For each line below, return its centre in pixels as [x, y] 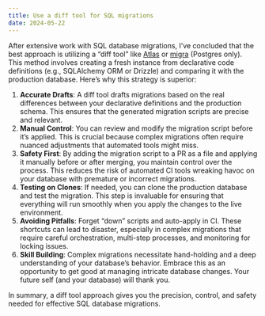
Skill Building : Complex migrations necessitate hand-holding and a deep [138, 254]
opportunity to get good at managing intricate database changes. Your [134, 271]
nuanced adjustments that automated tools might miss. [109, 145]
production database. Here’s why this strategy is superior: [102, 79]
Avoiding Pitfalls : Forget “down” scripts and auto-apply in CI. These [131, 221]
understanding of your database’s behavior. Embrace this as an [122, 263]
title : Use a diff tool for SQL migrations [81, 15]
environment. [41, 212]
